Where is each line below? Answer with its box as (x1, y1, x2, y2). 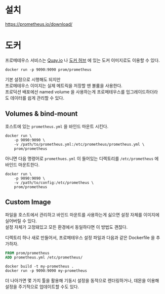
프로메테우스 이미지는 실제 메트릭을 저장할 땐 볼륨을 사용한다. (5, 83, 123, 88)
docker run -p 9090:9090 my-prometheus (5, 268, 87, 273)
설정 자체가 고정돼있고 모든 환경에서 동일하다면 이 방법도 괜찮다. (5, 224, 128, 230)
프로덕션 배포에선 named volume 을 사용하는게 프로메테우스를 (5, 88, 125, 94)
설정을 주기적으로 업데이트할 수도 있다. (5, 284, 79, 290)
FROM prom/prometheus (5, 251, 50, 255)
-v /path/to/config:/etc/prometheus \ (14, 180, 94, 185)
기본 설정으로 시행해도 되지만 (5, 76, 61, 82)
